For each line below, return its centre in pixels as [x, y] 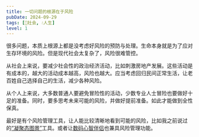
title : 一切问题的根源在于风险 [40, 12]
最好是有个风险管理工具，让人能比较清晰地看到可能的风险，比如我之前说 [94, 121]
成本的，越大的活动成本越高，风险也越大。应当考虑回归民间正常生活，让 [99, 73]
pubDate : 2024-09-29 [32, 17]
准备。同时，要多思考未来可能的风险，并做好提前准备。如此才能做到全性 [105, 101]
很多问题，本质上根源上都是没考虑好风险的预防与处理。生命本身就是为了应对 [99, 46]
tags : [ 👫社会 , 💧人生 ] [31, 23]
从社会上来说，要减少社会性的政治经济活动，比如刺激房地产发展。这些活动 [97, 66]
